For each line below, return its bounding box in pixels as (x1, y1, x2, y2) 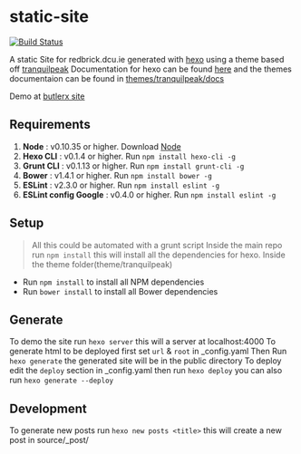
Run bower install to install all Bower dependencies (22, 285, 218, 296)
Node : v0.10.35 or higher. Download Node (22, 140, 181, 151)
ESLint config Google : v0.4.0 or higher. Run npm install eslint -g (22, 188, 277, 200)
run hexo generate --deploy (9, 374, 114, 386)
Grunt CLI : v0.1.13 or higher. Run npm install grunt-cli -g (22, 160, 245, 171)
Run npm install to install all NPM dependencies (22, 276, 205, 287)
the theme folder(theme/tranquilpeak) (31, 258, 173, 269)
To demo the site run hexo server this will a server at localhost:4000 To (9, 336, 277, 347)
